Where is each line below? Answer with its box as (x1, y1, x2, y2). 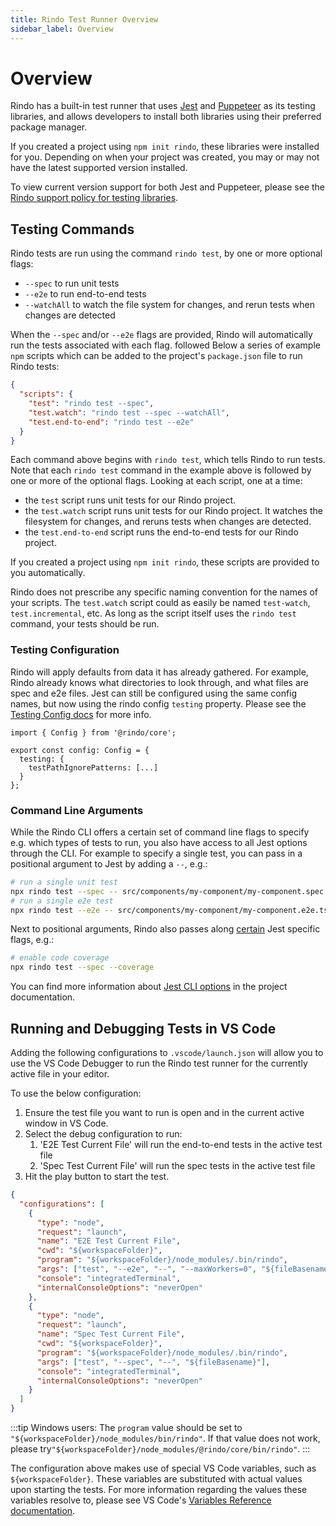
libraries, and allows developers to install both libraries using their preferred (10, 111, 322, 123)
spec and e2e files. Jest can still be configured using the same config (10, 687, 298, 699)
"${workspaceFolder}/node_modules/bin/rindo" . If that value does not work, (10, 1432, 321, 1445)
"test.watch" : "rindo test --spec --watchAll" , (28, 407, 230, 418)
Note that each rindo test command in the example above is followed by (10, 464, 312, 476)
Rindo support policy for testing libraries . (10, 192, 179, 204)
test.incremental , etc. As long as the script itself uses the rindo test (10, 607, 297, 620)
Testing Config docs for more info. (10, 708, 152, 720)
